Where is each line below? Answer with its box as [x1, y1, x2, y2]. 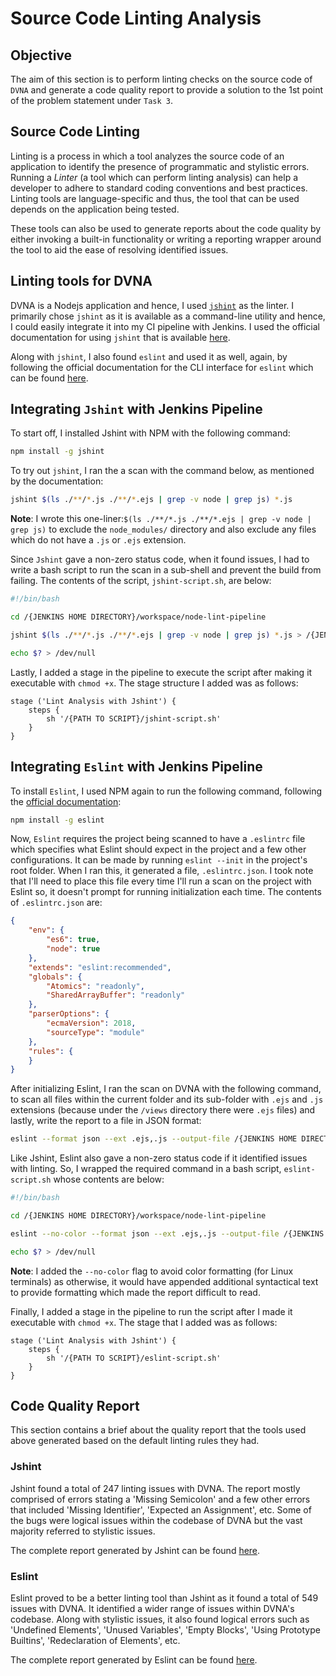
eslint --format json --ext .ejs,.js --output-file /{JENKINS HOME [10, 1134, 298, 1144]
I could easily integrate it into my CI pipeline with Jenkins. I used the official [10, 320, 320, 332]
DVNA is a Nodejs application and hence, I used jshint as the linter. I [10, 299, 295, 311]
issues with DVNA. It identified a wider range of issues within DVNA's [10, 1603, 295, 1615]
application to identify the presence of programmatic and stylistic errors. [10, 160, 310, 172]
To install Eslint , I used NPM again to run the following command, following [10, 785, 323, 797]
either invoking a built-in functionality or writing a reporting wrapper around [10, 233, 322, 245]
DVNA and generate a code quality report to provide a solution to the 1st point [10, 84, 324, 96]
